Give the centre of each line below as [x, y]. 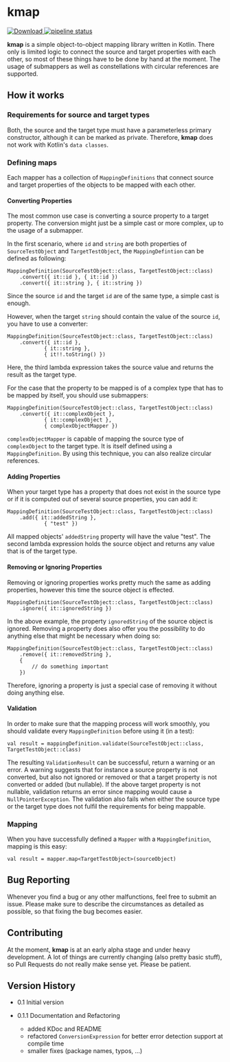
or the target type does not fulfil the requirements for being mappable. [106, 806]
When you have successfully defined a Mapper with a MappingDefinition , [109, 839]
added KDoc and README [65, 1029]
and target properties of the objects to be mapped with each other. [102, 185]
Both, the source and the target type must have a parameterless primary [109, 130]
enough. [19, 303]
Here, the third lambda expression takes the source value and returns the [111, 367]
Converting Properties [39, 200]
